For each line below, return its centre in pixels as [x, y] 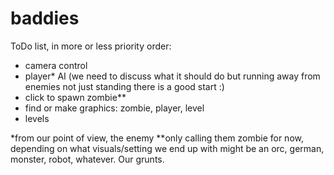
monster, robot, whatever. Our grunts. [87, 159]
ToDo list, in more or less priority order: [91, 46]
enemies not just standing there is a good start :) [124, 86]
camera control [56, 65]
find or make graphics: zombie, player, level [114, 108]
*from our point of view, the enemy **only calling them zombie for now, [157, 138]
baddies [45, 18]
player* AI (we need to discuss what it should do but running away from [172, 76]
